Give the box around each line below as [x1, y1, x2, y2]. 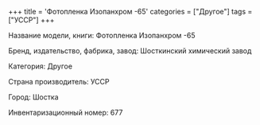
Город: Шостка [8, 92, 59, 102]
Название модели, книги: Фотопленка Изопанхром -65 [8, 31, 196, 40]
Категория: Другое [8, 61, 73, 71]
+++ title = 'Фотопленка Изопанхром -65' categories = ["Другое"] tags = [8, 7, 253, 16]
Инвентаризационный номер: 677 [8, 107, 123, 117]
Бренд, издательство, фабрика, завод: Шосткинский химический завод [8, 46, 252, 55]
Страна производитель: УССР [8, 77, 110, 86]
